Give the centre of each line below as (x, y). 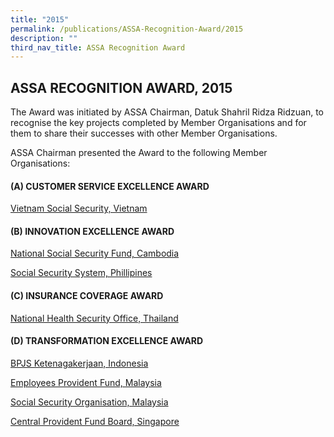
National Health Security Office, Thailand (94, 318)
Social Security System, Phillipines (81, 273)
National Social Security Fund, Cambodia (95, 253)
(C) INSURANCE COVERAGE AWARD (87, 296)
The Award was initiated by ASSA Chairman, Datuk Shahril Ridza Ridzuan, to (167, 112)
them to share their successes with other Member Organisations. (144, 133)
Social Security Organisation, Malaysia (89, 402)
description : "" (44, 38)
